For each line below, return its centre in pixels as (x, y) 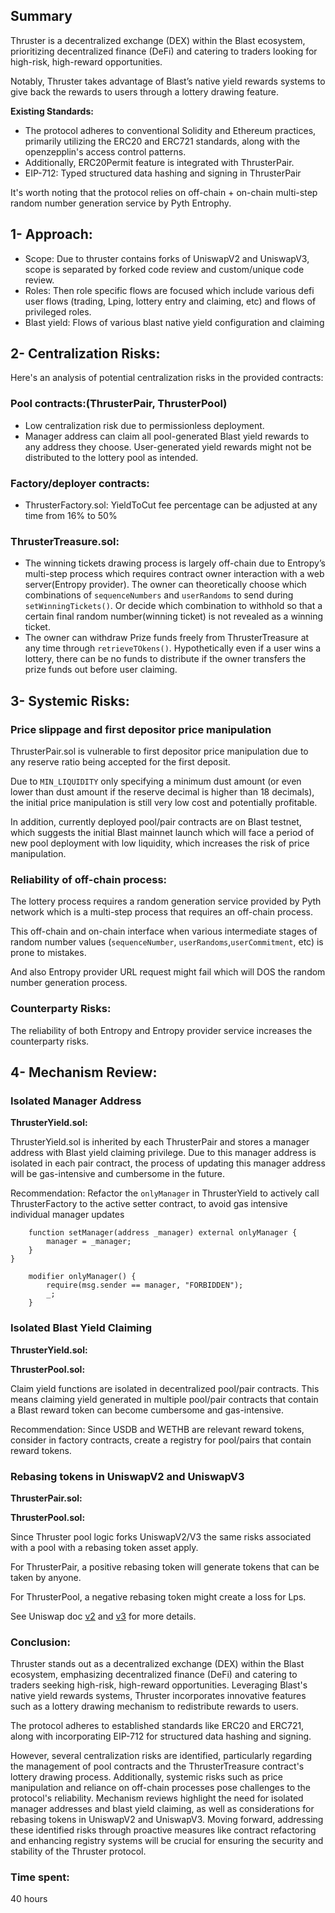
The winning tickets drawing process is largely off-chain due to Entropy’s (175, 563)
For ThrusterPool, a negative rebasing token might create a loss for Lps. (158, 1596)
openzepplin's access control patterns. (105, 151)
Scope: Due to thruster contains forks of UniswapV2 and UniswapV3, (167, 258)
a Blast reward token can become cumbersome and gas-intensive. (147, 1410)
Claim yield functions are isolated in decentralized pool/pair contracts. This (165, 1388)
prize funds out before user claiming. (101, 670)
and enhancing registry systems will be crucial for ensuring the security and (167, 1841)
